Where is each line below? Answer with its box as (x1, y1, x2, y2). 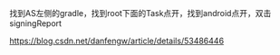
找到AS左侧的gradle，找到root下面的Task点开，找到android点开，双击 (9, 8, 272, 18)
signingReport (9, 18, 62, 29)
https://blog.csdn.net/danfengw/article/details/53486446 (9, 35, 225, 46)
